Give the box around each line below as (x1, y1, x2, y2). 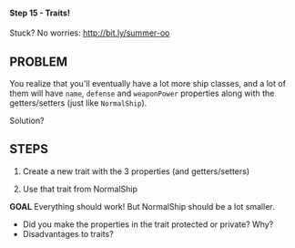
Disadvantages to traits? (22, 228, 114, 239)
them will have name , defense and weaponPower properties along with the (9, 88, 275, 99)
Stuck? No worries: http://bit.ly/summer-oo (9, 27, 170, 38)
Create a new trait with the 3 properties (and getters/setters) (22, 165, 250, 177)
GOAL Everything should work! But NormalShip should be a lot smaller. (9, 201, 275, 212)
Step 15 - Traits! (9, 7, 71, 18)
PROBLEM (9, 54, 68, 69)
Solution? (9, 115, 45, 127)
